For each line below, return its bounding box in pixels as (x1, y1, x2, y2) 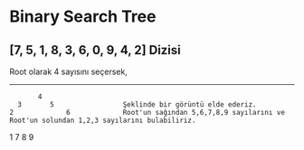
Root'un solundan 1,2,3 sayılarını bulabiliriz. (9, 116, 196, 125)
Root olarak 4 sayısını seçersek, (9, 66, 128, 77)
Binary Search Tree (9, 6, 157, 27)
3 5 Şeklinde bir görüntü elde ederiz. (17, 100, 257, 109)
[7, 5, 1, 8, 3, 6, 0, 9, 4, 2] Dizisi (9, 42, 181, 58)
